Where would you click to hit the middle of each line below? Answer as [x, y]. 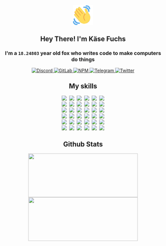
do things [83, 59]
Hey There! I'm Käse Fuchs [83, 39]
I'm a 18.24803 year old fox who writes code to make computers [83, 53]
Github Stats [83, 144]
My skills [83, 86]
